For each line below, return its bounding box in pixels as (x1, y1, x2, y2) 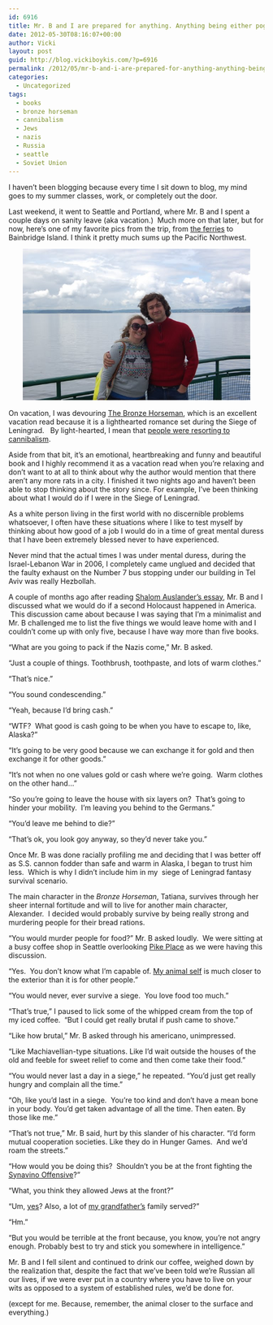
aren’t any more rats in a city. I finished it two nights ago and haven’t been (8, 475, 256, 485)
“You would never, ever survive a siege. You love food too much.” (8, 990, 229, 1000)
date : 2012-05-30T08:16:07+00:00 (8, 30, 122, 38)
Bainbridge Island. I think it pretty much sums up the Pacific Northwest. (8, 232, 247, 242)
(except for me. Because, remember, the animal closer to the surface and (8, 1298, 253, 1308)
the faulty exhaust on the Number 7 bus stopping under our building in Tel (8, 567, 256, 577)
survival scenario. (8, 876, 68, 885)
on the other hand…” (8, 778, 77, 788)
